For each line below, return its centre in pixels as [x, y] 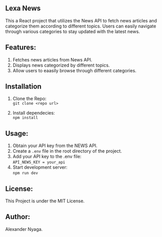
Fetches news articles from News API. [52, 60]
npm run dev [25, 173]
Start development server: [40, 167]
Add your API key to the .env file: [47, 157]
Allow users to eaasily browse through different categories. [74, 70]
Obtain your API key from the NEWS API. [55, 146]
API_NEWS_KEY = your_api [39, 162]
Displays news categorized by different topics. [61, 65]
